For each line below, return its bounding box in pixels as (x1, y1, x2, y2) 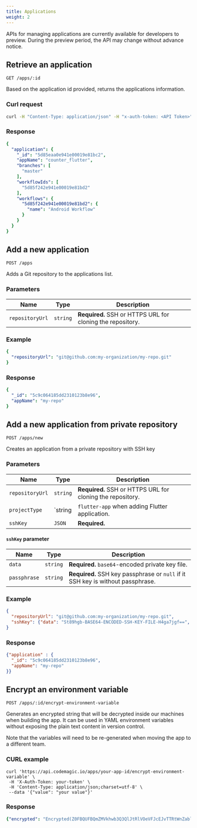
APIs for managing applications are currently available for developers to (6, 30, 179, 37)
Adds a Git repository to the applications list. (6, 271, 113, 278)
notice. (6, 42, 23, 50)
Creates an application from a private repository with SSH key (6, 445, 155, 453)
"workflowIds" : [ (16, 179, 59, 185)
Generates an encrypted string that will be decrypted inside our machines (6, 710, 185, 717)
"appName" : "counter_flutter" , (16, 157, 93, 163)
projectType (9, 506, 43, 513)
